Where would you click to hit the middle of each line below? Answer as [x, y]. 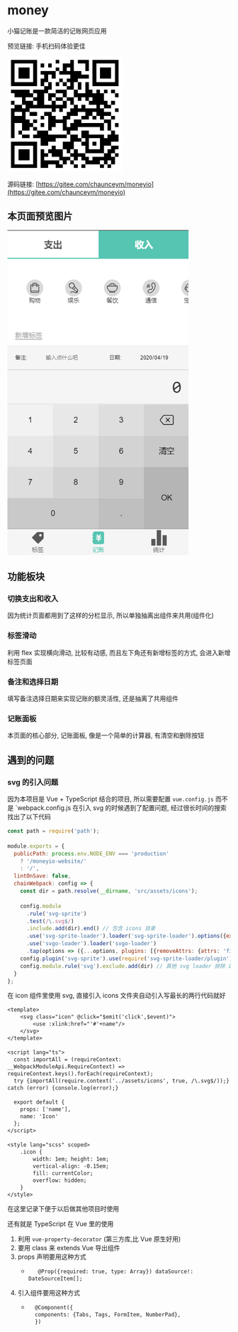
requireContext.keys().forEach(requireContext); [80, 1074]
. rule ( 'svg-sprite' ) [56, 913]
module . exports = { [36, 846]
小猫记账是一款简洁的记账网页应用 [57, 31]
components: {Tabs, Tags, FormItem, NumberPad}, [108, 1315]
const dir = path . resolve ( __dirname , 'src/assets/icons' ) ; [109, 891]
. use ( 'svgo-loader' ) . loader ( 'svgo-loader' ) [91, 944]
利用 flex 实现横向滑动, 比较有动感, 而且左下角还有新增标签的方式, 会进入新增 [119, 652]
